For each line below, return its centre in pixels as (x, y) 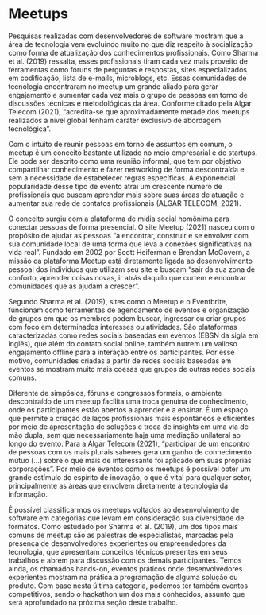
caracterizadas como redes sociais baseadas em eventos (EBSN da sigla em (133, 335)
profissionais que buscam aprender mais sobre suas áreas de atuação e (126, 195)
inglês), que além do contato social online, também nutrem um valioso (123, 343)
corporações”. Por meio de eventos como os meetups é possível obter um (129, 469)
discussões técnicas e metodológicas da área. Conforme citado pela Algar (130, 103)
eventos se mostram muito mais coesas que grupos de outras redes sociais (132, 369)
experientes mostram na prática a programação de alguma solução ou (123, 577)
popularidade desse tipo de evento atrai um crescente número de (115, 186)
